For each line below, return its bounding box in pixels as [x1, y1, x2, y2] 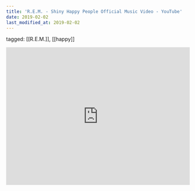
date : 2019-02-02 [6, 14, 49, 20]
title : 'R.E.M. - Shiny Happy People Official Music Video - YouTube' [6, 8, 183, 15]
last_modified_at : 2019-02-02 [6, 19, 80, 25]
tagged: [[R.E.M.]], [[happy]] [6, 36, 75, 43]
